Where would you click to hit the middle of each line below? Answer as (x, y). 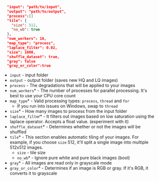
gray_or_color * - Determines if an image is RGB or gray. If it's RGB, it (79, 168)
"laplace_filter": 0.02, (32, 48)
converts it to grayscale (33, 173)
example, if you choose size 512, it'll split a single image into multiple (79, 142)
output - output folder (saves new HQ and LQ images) (64, 80)
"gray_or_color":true (29, 66)
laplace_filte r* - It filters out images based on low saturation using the (82, 116)
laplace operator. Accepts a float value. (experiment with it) (69, 122)
